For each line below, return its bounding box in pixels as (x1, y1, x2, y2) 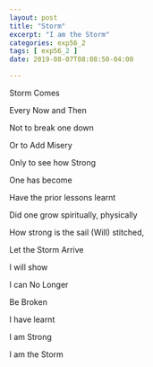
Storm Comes (9, 87, 60, 98)
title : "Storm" (9, 22, 66, 31)
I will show (9, 262, 48, 273)
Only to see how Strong (9, 157, 97, 167)
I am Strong (9, 332, 52, 342)
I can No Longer (9, 280, 69, 290)
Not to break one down (9, 122, 94, 133)
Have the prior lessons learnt (9, 192, 116, 202)
